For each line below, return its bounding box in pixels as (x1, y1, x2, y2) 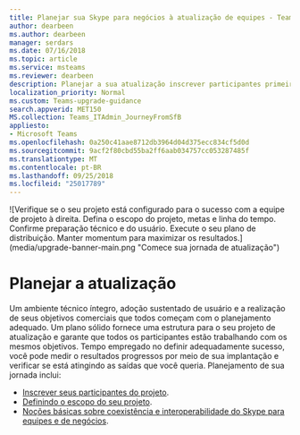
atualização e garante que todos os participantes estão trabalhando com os (9, 332, 287, 343)
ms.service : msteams (9, 64, 87, 72)
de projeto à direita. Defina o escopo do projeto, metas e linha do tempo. (9, 214, 277, 225)
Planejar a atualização (9, 274, 177, 294)
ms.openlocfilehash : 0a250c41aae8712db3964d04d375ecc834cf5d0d (9, 138, 250, 147)
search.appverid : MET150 (9, 105, 102, 114)
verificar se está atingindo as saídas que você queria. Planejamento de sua (9, 360, 285, 371)
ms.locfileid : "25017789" (9, 180, 105, 189)
